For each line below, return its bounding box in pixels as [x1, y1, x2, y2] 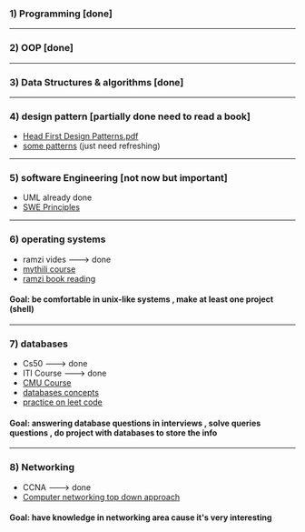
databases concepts [22, 387, 100, 398]
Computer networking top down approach [22, 491, 180, 502]
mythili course [22, 263, 76, 275]
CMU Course [22, 377, 72, 388]
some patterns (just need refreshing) [22, 140, 161, 152]
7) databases [9, 337, 68, 350]
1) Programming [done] [9, 7, 113, 20]
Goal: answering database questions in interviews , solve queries [9, 417, 261, 428]
